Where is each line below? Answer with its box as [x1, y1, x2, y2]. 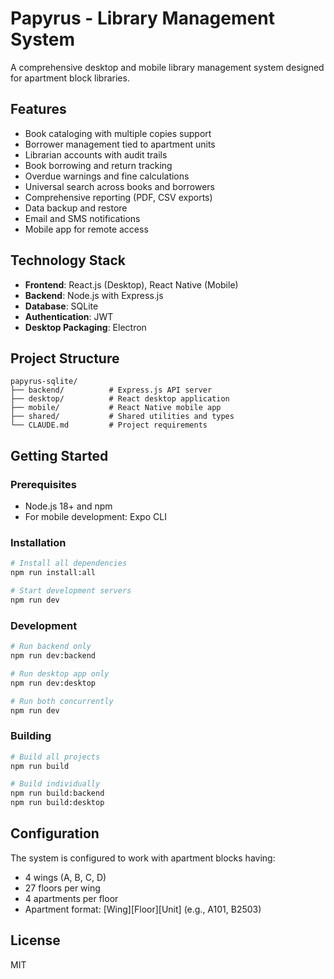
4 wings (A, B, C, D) [24, 871, 107, 883]
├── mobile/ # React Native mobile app [10, 403, 222, 413]
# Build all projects [10, 752, 101, 762]
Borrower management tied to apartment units [24, 138, 216, 150]
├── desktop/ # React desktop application [10, 394, 230, 404]
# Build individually [10, 779, 101, 789]
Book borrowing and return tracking [24, 159, 173, 171]
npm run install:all [10, 568, 97, 578]
